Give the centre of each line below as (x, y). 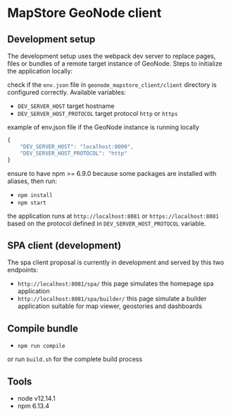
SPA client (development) (64, 245)
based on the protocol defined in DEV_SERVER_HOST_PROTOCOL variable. (107, 223)
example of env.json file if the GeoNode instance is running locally (103, 127)
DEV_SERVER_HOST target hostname (66, 106)
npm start (32, 203)
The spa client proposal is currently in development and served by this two (115, 262)
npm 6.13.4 (33, 406)
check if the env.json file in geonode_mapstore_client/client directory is (112, 85)
